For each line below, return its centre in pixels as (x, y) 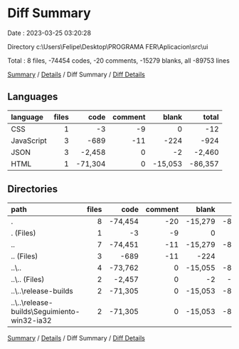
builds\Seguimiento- (46, 311)
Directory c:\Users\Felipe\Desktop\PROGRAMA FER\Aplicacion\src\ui (108, 46)
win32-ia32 (31, 320)
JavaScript (29, 141)
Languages (33, 97)
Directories (33, 189)
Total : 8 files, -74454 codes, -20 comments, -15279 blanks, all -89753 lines (118, 60)
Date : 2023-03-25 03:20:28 (49, 33)
